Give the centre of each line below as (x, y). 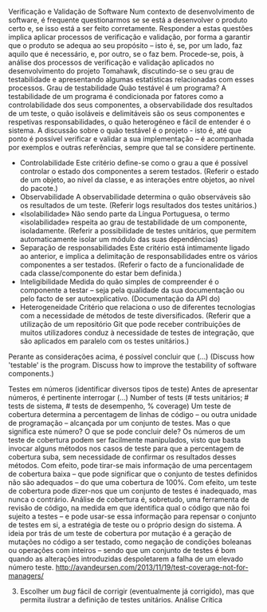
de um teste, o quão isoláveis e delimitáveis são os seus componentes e (127, 113)
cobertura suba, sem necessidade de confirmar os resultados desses (122, 457)
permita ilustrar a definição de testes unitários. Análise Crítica (121, 600)
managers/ (26, 576)
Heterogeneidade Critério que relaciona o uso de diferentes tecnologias (137, 307)
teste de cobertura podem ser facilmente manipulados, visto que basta (125, 440)
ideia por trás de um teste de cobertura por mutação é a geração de (120, 533)
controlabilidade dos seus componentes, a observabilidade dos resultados (131, 105)
